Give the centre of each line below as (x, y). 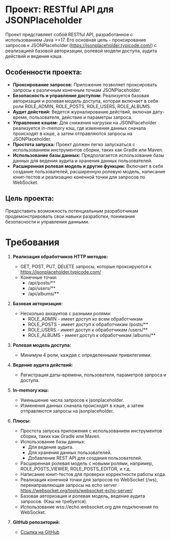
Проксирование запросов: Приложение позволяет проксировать (85, 84)
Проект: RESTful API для (59, 9)
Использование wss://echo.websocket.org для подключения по (89, 507)
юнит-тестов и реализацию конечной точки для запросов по (79, 177)
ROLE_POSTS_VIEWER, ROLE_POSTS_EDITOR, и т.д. (76, 468)
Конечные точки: (39, 277)
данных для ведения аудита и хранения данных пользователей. (82, 161)
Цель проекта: (30, 199)
